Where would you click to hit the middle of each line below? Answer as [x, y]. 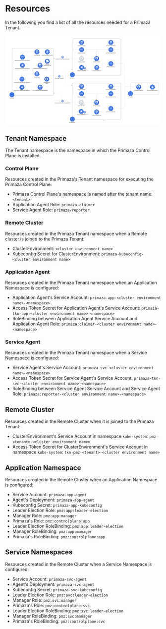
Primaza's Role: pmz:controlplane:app [51, 520]
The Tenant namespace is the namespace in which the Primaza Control [78, 150]
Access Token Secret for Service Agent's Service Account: [72, 378]
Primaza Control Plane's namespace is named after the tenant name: [82, 194]
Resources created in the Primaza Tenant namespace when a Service [76, 353]
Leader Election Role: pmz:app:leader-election [60, 510]
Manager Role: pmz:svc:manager [44, 600]
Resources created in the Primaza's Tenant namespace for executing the [79, 179]
